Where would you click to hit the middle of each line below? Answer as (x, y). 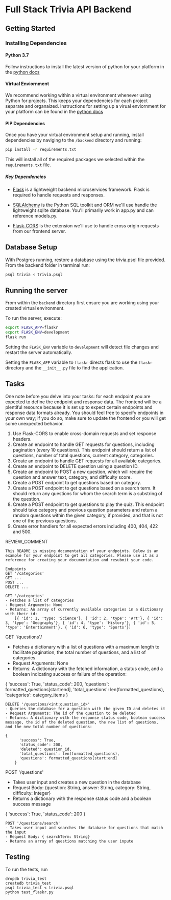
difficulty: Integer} (32, 793)
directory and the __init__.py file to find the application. (65, 368)
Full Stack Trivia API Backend (68, 9)
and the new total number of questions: (49, 727)
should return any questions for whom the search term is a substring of (88, 493)
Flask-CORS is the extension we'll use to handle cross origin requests (86, 226)
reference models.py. (35, 216)
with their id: (21, 614)
